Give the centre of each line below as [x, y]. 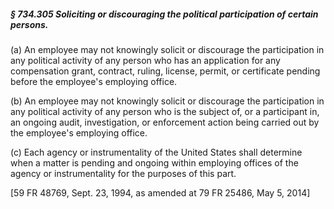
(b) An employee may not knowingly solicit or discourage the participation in [167, 101]
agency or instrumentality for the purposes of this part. [123, 173]
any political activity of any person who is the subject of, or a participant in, [165, 111]
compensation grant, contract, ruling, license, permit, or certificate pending [165, 71]
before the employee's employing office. [94, 81]
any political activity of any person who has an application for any [145, 60]
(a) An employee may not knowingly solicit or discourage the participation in [167, 49]
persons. [29, 24]
